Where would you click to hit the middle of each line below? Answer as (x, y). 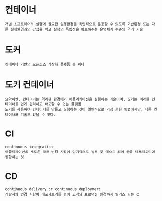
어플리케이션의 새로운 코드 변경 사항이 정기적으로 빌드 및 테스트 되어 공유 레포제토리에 (80, 152)
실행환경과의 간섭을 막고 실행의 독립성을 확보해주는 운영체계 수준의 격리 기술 (77, 29)
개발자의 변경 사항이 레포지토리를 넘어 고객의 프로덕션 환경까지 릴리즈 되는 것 (72, 194)
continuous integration (29, 147)
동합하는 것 (15, 157)
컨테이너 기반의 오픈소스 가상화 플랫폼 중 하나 (45, 64)
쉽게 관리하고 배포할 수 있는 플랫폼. (52, 104)
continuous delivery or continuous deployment (53, 189)
